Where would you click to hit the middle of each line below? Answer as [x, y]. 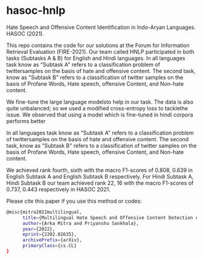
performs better [26, 121]
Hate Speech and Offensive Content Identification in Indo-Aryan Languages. [101, 27]
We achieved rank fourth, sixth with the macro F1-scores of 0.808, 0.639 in [100, 170]
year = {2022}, [39, 229]
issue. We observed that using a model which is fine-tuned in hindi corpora [100, 115]
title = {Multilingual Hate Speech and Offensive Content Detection [108, 218]
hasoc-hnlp [36, 11]
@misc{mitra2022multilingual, [44, 212]
